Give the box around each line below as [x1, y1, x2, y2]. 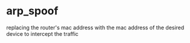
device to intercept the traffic [6, 30, 79, 37]
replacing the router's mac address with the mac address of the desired [6, 24, 185, 31]
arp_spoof [6, 4, 59, 18]
